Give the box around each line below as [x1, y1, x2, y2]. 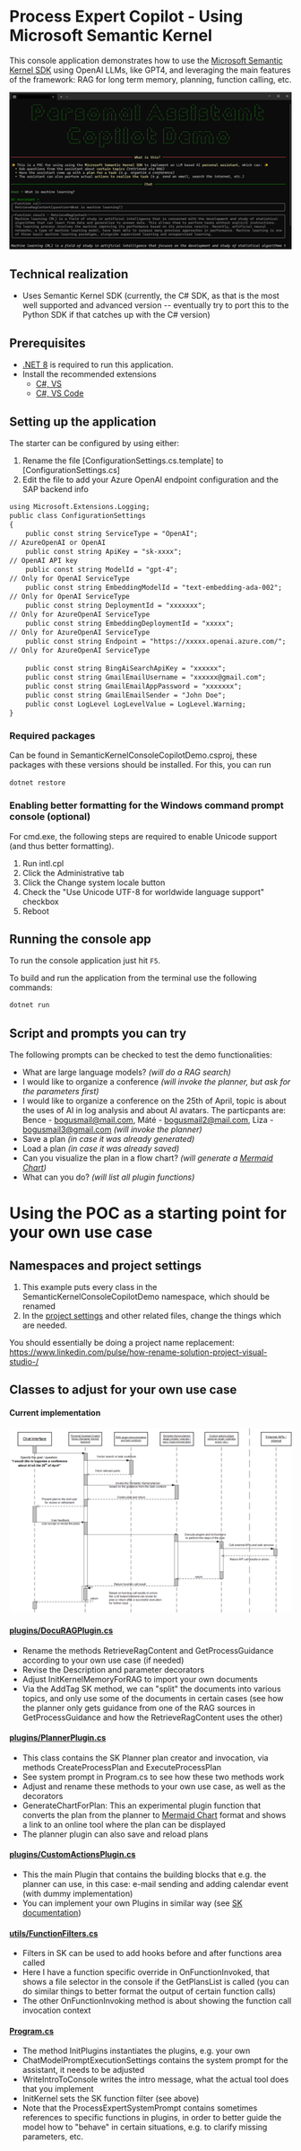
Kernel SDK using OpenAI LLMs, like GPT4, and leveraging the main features [9, 65, 291, 75]
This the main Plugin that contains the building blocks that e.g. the [21, 1869, 267, 1880]
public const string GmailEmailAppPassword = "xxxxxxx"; [25, 681, 243, 690]
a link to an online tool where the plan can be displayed [21, 1819, 226, 1830]
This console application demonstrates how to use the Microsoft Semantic [9, 55, 284, 66]
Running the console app [9, 931, 152, 946]
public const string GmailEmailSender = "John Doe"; [25, 690, 227, 699]
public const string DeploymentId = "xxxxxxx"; [25, 601, 206, 610]
